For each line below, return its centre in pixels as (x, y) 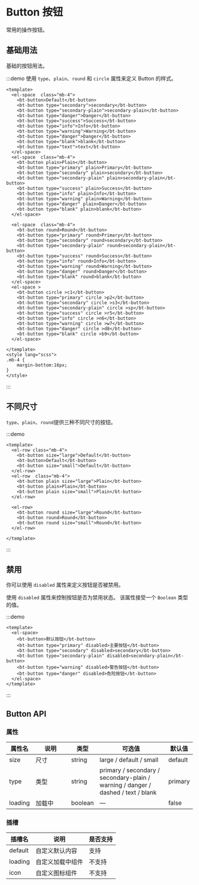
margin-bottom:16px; (42, 365)
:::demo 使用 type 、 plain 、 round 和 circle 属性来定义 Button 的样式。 (91, 78)
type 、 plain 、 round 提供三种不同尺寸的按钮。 (61, 422)
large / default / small (129, 760)
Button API (26, 714)
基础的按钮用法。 (27, 65)
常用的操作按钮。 (27, 30)
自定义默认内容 (56, 851)
